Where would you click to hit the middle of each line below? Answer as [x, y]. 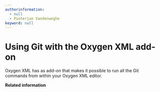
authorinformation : [25, 9]
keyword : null [19, 23]
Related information [26, 85]
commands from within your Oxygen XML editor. [53, 76]
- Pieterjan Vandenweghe [35, 18]
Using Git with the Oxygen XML [70, 47]
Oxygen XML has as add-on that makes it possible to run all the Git [72, 71]
